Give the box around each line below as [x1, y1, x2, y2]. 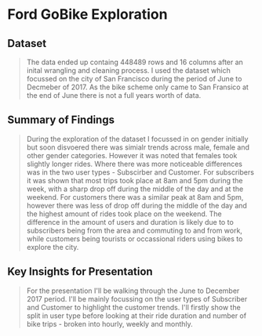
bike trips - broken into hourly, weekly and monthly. [26, 319, 193, 328]
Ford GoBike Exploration [7, 5, 168, 23]
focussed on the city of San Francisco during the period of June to [26, 74, 242, 83]
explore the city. [26, 242, 79, 251]
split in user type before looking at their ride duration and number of [26, 311, 247, 320]
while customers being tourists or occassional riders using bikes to [26, 233, 243, 244]
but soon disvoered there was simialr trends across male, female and [26, 143, 250, 152]
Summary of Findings [7, 114, 115, 127]
